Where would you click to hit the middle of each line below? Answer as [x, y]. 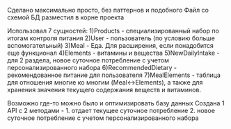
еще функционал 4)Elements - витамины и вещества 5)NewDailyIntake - [113, 53]
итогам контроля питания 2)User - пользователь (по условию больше [111, 38]
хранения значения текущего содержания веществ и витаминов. [104, 90]
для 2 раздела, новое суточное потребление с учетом [88, 60]
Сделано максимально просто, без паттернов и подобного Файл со [108, 10]
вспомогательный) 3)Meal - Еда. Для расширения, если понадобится [111, 45]
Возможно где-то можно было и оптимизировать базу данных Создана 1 [116, 103]
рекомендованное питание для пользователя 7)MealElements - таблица [114, 75]
